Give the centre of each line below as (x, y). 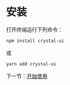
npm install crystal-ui (35, 41)
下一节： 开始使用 (27, 76)
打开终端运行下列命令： (34, 30)
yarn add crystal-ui (31, 64)
